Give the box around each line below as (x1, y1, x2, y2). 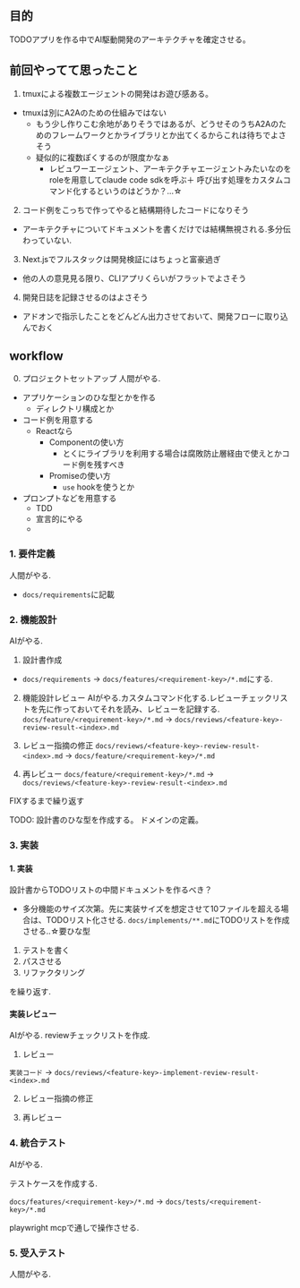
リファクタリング (21, 968, 86, 978)
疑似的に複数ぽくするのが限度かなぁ (35, 151, 170, 163)
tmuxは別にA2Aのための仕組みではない (21, 107, 167, 118)
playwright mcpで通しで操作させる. (9, 1222, 140, 1233)
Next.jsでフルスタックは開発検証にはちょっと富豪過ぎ (21, 253, 221, 264)
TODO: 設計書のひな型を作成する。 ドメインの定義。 (9, 815, 204, 825)
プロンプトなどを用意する (21, 493, 117, 504)
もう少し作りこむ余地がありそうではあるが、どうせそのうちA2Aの (35, 118, 279, 129)
